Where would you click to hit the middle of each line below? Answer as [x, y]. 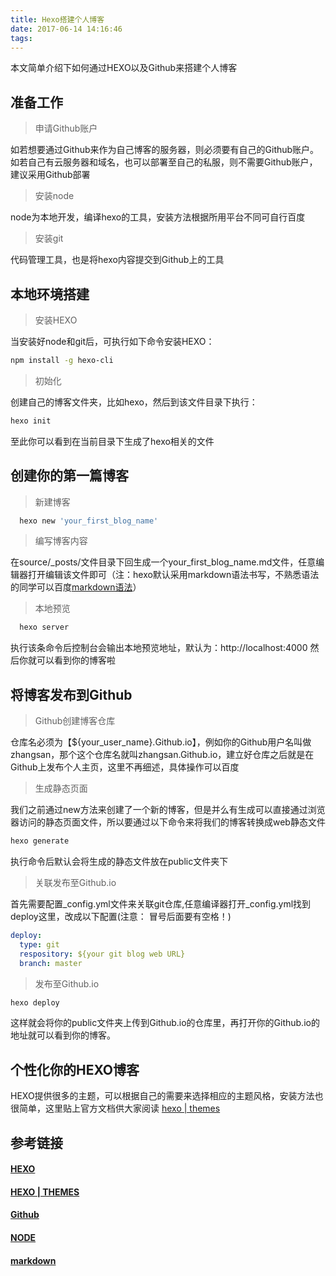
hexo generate [40, 841]
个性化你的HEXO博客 [75, 1069]
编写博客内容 [61, 541]
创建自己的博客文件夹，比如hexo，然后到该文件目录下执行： [134, 402]
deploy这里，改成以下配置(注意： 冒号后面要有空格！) [121, 916]
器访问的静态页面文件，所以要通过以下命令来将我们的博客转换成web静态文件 [168, 822]
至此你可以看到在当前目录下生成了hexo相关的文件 [112, 441]
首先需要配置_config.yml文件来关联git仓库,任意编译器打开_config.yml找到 [161, 904]
